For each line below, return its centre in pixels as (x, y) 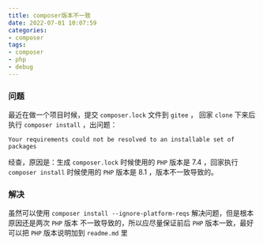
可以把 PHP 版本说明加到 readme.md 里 (68, 233)
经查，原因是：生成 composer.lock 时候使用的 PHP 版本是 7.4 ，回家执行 (123, 162)
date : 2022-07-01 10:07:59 (53, 23)
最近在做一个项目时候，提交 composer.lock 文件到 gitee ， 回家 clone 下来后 (132, 115)
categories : (28, 30)
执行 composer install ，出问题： (63, 125)
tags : (17, 45)
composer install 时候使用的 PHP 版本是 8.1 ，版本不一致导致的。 (113, 172)
